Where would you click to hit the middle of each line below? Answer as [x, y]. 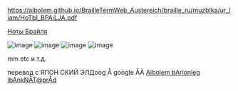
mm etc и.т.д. [27, 59]
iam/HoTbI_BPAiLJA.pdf [42, 18]
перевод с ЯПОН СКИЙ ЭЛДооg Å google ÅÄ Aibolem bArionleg [104, 72]
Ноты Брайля [27, 31]
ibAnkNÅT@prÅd [32, 80]
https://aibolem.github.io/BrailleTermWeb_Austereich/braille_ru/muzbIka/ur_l [119, 10]
